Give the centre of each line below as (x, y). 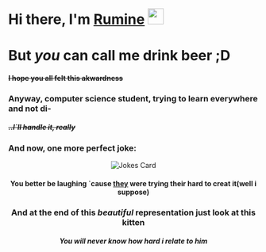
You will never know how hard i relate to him (133, 241)
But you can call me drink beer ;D (120, 56)
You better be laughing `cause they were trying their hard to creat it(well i (133, 183)
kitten (133, 222)
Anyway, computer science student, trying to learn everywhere (133, 98)
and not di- (30, 109)
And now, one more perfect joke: (73, 148)
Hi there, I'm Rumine (77, 19)
